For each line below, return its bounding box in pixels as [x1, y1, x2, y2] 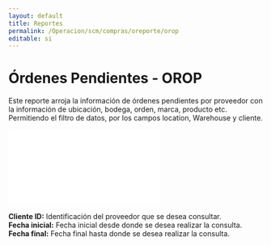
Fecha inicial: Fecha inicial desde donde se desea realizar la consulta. [8, 220, 243, 230]
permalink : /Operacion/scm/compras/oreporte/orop [8, 27, 180, 35]
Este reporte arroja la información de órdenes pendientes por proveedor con [8, 96, 263, 106]
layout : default [8, 11, 63, 20]
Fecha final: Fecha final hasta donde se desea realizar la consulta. [8, 229, 231, 239]
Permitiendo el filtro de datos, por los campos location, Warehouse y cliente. [8, 113, 263, 123]
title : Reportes [8, 19, 63, 27]
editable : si [8, 34, 53, 43]
